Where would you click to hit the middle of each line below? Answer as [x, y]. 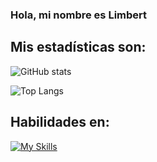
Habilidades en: [60, 122]
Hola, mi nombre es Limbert [79, 15]
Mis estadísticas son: [78, 47]
